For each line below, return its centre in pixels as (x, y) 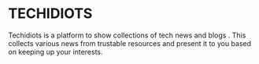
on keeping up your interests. (56, 52)
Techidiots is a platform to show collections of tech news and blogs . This (127, 35)
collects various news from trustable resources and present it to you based (130, 43)
